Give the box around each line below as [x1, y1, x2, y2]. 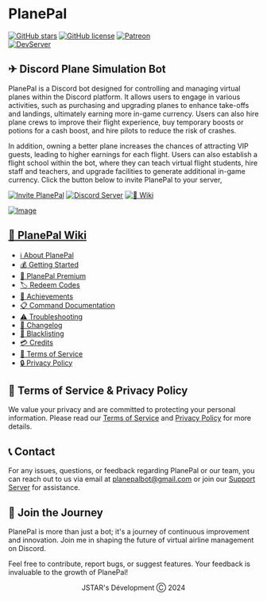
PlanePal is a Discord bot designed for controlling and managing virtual [8, 83, 241, 93]
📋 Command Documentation [19, 300, 115, 310]
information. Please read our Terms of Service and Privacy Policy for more [8, 414, 252, 423]
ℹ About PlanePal [19, 250, 74, 260]
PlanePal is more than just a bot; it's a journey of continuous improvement [8, 527, 250, 536]
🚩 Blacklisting [19, 329, 65, 338]
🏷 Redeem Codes [19, 279, 81, 290]
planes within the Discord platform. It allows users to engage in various [8, 92, 241, 102]
